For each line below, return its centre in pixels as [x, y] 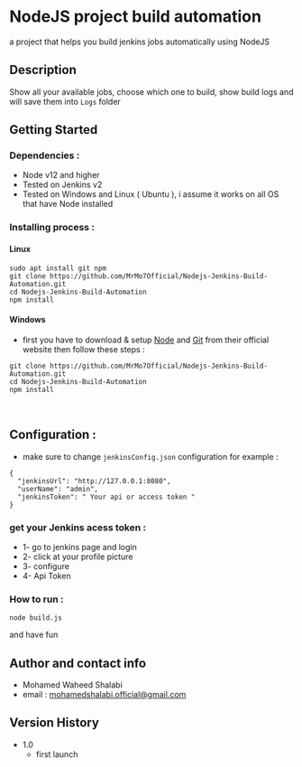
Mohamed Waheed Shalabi [73, 685]
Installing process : [52, 228]
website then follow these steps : [84, 349]
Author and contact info [78, 663]
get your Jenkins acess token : [78, 528]
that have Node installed [68, 204]
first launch [57, 754]
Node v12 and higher [61, 175]
